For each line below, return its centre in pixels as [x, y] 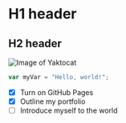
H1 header [43, 14]
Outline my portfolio [53, 101]
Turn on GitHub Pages [57, 92]
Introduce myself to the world [69, 110]
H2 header [35, 44]
